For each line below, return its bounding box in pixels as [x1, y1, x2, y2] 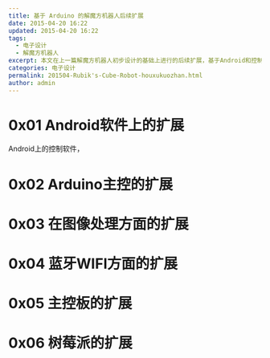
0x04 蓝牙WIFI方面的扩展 [8, 254, 178, 273]
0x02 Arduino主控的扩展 [8, 175, 174, 193]
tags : [8, 34, 27, 43]
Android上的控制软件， [8, 144, 84, 153]
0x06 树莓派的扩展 [8, 334, 133, 352]
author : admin [8, 79, 56, 87]
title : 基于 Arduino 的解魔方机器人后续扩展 [8, 11, 145, 20]
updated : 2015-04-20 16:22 [8, 26, 99, 35]
